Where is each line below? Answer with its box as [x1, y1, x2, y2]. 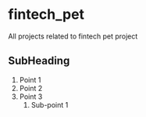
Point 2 [19, 83, 43, 93]
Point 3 [19, 92, 43, 101]
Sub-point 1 [30, 100, 69, 109]
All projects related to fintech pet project [8, 31, 138, 41]
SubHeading [8, 54, 70, 68]
